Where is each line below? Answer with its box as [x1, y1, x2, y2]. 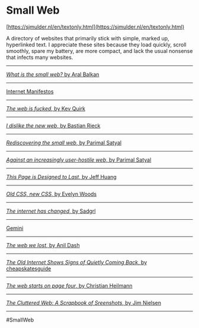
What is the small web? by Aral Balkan [6, 71, 99, 78]
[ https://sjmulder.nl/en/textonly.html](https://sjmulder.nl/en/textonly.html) [6, 23, 185, 30]
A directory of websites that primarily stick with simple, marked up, [6, 34, 170, 42]
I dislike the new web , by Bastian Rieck [6, 122, 101, 129]
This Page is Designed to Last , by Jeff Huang [6, 173, 117, 180]
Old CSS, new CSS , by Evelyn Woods [6, 190, 97, 197]
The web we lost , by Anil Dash [6, 241, 80, 248]
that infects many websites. [6, 53, 73, 61]
